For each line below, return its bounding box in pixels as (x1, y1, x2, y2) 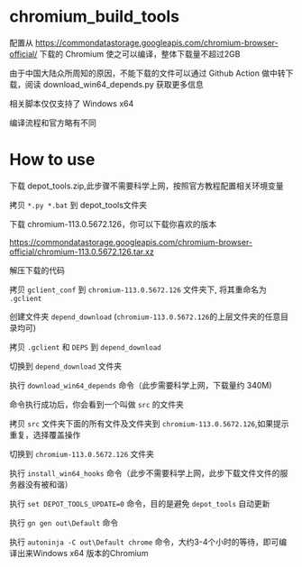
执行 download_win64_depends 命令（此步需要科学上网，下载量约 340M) (9, 380, 272, 390)
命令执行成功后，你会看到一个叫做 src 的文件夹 (9, 398, 185, 409)
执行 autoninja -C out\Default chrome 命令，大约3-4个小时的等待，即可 (9, 536, 279, 547)
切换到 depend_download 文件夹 (9, 361, 123, 371)
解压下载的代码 (9, 264, 65, 276)
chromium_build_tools (9, 6, 180, 27)
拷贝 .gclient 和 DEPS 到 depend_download (9, 341, 161, 352)
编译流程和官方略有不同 (9, 117, 96, 128)
